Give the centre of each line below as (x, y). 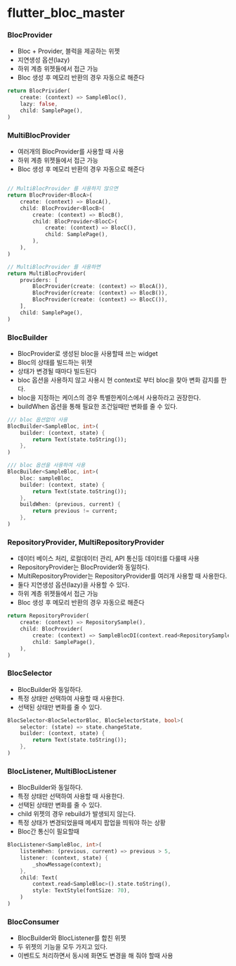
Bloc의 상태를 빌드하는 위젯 (55, 362)
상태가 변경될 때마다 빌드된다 (57, 371)
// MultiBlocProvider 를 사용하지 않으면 (63, 189)
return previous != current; (75, 511)
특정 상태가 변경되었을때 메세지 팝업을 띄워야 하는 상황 (92, 823)
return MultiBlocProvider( (47, 273)
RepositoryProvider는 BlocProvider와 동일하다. (83, 567)
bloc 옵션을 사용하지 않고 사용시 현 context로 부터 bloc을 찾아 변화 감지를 (118, 380)
